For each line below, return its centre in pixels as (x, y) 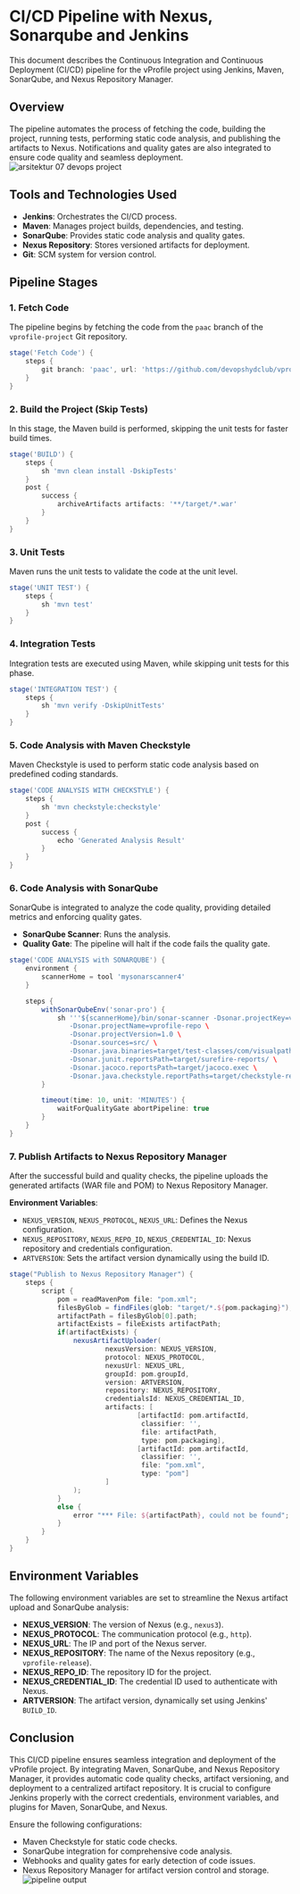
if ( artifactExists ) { (97, 1332)
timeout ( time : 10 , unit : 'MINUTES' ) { (113, 1100)
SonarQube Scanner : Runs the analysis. (96, 934)
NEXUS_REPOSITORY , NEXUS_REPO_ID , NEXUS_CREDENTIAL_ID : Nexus (137, 1239)
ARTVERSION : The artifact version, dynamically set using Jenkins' (145, 1700)
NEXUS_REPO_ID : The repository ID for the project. (117, 1672)
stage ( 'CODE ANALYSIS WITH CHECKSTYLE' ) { (89, 791)
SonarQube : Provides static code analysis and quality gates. (133, 235)
